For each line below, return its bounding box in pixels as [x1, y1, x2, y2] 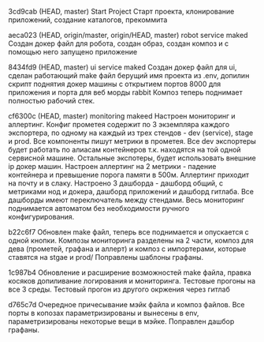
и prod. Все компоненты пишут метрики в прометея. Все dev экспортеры [8, 137, 256, 145]
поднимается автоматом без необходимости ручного [8, 204, 190, 212]
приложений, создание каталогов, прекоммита [8, 15, 168, 24]
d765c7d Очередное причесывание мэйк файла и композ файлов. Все [8, 300, 246, 309]
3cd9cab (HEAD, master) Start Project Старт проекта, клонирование [8, 7, 235, 16]
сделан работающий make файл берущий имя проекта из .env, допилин [8, 71, 250, 80]
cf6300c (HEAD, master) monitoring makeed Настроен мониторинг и [8, 111, 236, 121]
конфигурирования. [8, 212, 75, 221]
